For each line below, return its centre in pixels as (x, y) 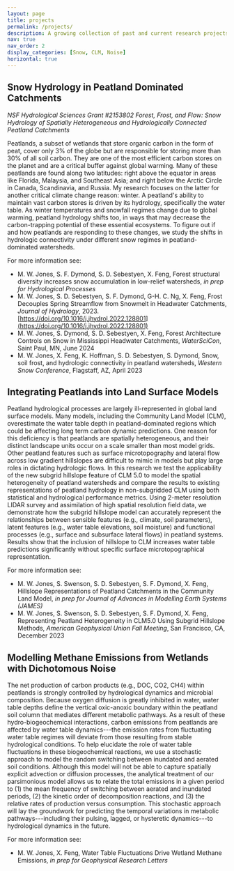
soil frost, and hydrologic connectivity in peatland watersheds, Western (119, 362)
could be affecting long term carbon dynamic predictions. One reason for (112, 431)
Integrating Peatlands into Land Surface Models (113, 392)
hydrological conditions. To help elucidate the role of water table (100, 745)
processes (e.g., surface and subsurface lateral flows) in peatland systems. (116, 534)
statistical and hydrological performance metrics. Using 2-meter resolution (114, 498)
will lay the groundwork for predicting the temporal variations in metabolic (113, 811)
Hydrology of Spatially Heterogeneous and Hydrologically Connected (107, 122)
